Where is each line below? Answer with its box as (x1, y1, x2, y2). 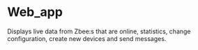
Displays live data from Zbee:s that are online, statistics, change (7, 27, 191, 35)
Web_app (7, 4, 63, 20)
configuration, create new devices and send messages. (7, 34, 167, 42)
